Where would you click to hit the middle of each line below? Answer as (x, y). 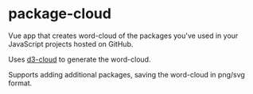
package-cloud (60, 14)
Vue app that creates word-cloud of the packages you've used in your (123, 36)
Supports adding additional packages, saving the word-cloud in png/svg (127, 74)
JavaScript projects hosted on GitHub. (71, 43)
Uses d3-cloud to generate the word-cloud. (80, 59)
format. (20, 83)
